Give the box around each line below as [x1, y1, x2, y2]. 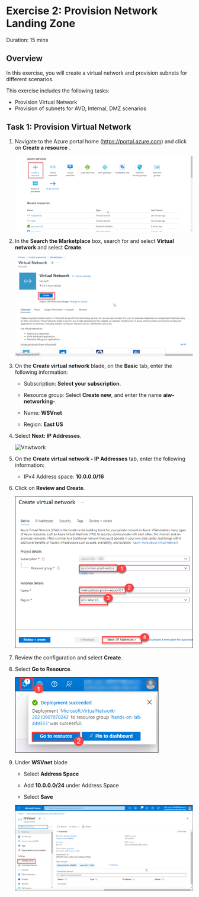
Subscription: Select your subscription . [23, 380, 121, 387]
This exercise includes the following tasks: [6, 87, 110, 94]
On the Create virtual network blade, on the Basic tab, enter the [14, 363, 173, 370]
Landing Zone [6, 17, 76, 30]
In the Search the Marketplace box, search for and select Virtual [14, 238, 175, 245]
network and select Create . [14, 244, 83, 251]
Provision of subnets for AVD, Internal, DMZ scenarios [14, 105, 147, 112]
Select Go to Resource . [14, 665, 72, 673]
